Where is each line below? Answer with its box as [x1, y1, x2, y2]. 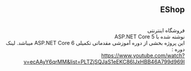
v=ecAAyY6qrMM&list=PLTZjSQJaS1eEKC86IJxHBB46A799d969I [23, 58, 185, 65]
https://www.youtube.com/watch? [101, 51, 185, 59]
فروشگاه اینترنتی [147, 27, 185, 34]
